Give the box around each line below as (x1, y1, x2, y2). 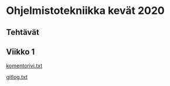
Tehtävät (6, 27, 39, 37)
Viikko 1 (6, 46, 35, 56)
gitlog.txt (6, 74, 28, 81)
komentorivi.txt (6, 62, 43, 69)
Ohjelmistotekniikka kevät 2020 (6, 4, 165, 17)
